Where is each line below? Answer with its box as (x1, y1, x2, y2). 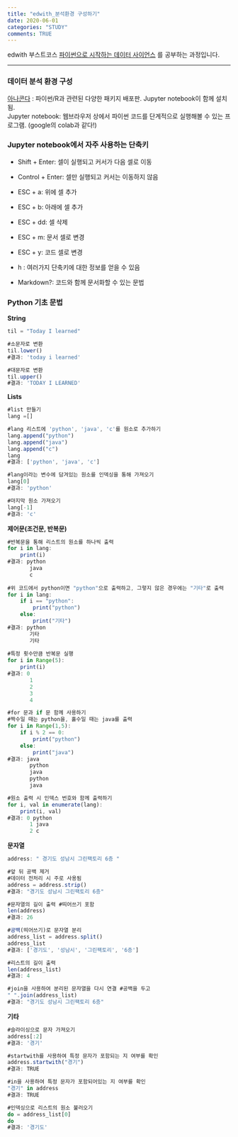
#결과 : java (7, 756, 40, 763)
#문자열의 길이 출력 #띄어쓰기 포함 (7, 901, 95, 908)
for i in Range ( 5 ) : (7, 657, 65, 664)
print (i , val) (20, 807, 62, 815)
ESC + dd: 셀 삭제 (17, 218, 69, 226)
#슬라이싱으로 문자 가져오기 (7, 1026, 76, 1034)
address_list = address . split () (7, 934, 103, 941)
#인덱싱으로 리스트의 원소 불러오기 (7, 1104, 93, 1111)
